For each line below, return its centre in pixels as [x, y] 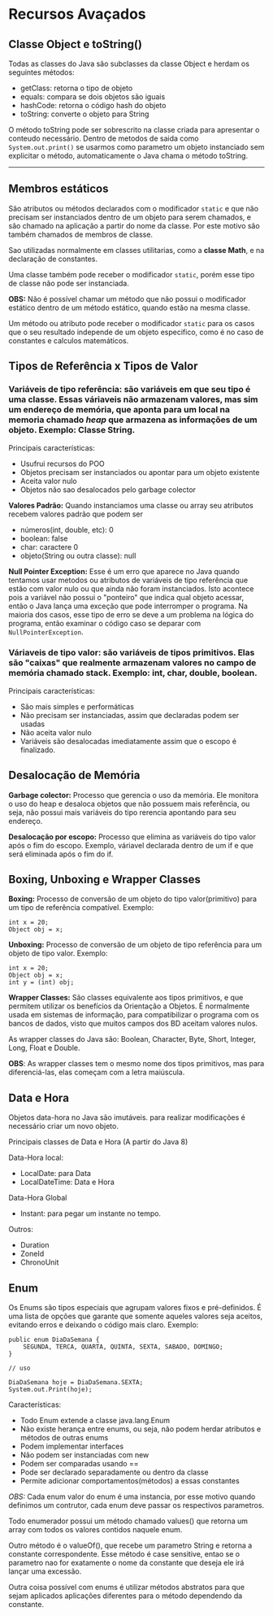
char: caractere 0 [49, 547]
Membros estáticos [58, 189]
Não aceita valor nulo [56, 732]
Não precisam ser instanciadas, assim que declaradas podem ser [130, 715]
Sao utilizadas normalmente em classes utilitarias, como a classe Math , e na [136, 250]
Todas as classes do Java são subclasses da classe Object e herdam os [129, 63]
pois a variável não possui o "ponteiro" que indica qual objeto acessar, [126, 597]
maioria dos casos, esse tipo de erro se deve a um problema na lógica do [131, 614]
